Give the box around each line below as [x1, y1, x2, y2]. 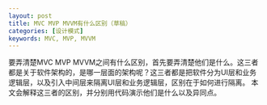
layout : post [8, 11, 53, 20]
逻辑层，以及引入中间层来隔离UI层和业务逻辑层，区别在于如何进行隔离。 [8, 78, 250, 87]
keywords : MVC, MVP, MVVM [8, 34, 95, 43]
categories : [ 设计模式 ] [8, 27, 83, 35]
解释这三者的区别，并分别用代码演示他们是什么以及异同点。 [22, 88, 221, 98]
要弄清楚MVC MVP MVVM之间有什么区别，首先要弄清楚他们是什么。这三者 [8, 57, 259, 67]
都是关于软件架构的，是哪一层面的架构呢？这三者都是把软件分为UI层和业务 [8, 68, 257, 78]
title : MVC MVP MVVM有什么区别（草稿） [8, 19, 132, 27]
